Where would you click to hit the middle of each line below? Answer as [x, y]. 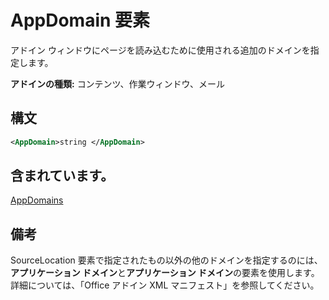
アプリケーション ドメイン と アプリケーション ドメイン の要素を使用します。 [165, 273]
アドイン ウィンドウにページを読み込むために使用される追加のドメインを [160, 50]
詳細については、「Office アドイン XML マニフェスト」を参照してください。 [165, 285]
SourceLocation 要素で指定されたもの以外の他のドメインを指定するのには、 [166, 260]
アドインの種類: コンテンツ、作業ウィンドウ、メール [118, 83]
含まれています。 [62, 176]
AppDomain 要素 [80, 20]
